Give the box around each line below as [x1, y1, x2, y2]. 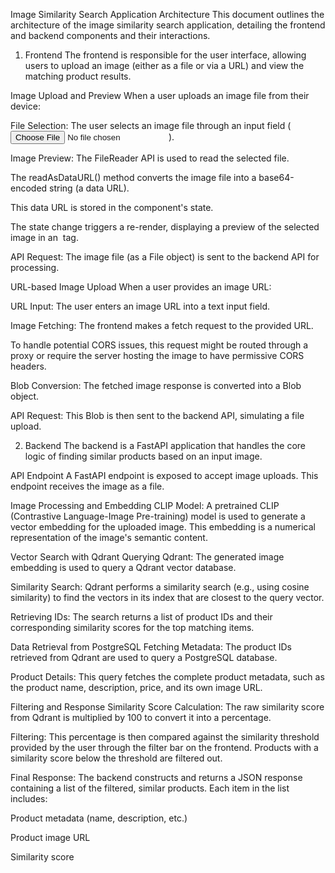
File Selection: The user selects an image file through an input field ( [10, 120, 292, 131]
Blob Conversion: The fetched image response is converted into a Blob [10, 380, 302, 391]
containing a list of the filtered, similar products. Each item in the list [10, 782, 290, 794]
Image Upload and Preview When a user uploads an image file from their [10, 90, 310, 101]
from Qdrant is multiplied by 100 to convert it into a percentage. [10, 712, 272, 723]
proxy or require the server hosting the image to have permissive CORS [10, 350, 305, 361]
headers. [10, 360, 47, 372]
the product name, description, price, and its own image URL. [10, 682, 263, 693]
